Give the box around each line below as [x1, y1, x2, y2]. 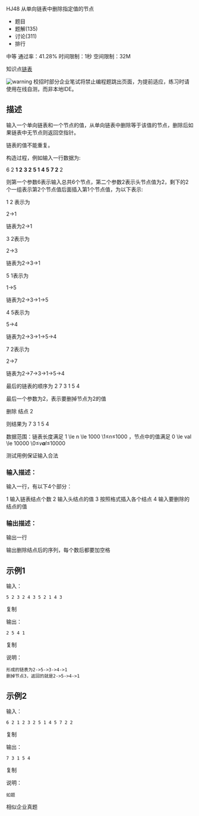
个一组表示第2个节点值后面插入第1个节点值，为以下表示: [6, 186, 144, 193]
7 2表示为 [6, 346, 30, 353]
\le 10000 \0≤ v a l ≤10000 [6, 440, 66, 447]
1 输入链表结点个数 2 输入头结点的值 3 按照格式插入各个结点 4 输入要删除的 [6, 495, 190, 503]
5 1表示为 [6, 272, 29, 279]
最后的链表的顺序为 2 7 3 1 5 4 [6, 382, 80, 390]
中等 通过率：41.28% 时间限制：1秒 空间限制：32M [6, 53, 131, 59]
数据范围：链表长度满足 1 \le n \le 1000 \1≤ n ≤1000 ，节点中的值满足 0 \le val [6, 433, 192, 440]
